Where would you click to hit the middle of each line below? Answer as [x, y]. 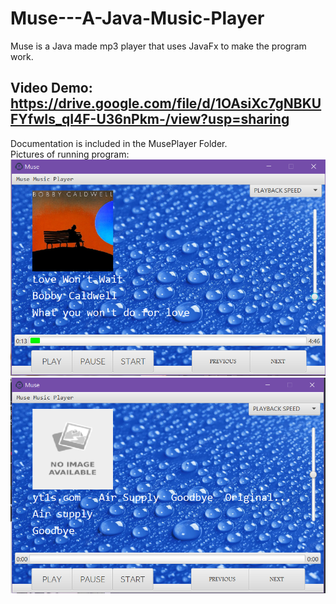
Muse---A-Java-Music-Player [137, 18]
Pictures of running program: [70, 154]
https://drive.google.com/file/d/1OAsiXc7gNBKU [166, 103]
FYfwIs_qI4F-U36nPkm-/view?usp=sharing [150, 119]
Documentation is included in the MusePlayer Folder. [119, 143]
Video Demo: [51, 88]
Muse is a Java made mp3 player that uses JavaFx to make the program [158, 46]
